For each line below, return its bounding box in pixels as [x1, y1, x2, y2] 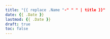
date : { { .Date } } [5, 12, 44, 17]
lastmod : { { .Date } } [5, 17, 51, 22]
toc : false [5, 26, 28, 31]
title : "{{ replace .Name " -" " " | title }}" [5, 7, 105, 13]
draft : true [5, 21, 30, 27]
